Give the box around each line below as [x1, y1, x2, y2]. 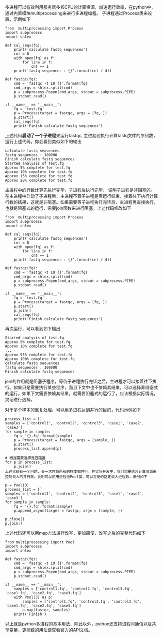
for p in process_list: [5, 460, 53, 465]
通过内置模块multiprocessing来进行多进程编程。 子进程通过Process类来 [5, 10, 148, 16]
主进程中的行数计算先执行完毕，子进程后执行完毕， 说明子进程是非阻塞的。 [5, 187, 155, 193]
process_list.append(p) [14, 446, 62, 451]
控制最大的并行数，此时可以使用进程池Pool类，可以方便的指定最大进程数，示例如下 [5, 474, 147, 479]
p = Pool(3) [5, 483, 29, 488]
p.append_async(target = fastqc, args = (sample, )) [14, 508, 123, 513]
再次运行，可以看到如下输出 [5, 326, 61, 331]
